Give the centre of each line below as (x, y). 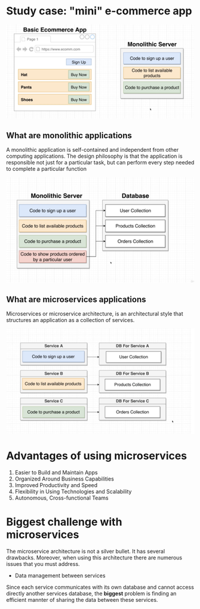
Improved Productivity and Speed (56, 485)
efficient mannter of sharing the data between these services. (82, 599)
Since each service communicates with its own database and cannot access (100, 587)
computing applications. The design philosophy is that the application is (95, 156)
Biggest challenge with (64, 522)
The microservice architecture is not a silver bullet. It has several (86, 551)
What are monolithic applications (69, 135)
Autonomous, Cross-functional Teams (61, 498)
